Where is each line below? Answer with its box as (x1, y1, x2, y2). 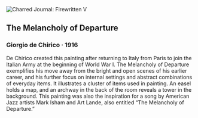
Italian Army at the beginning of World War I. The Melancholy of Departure (6, 61, 190, 68)
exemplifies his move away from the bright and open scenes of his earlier (6, 67, 187, 74)
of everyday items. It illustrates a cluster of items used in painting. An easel (6, 80, 191, 87)
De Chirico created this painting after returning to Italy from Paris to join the (6, 54, 192, 61)
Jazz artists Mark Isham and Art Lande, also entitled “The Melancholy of (6, 98, 184, 106)
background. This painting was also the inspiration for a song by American (6, 92, 190, 100)
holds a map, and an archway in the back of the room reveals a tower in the (6, 86, 192, 93)
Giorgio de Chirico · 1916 (6, 41, 78, 49)
